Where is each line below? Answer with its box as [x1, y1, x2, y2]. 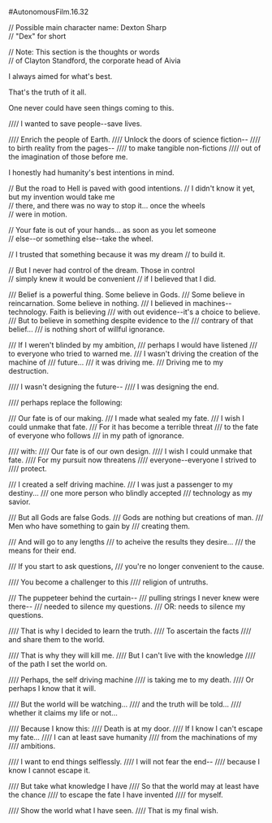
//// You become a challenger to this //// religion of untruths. [8, 577, 209, 587]
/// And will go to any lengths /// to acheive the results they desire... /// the [8, 537, 256, 546]
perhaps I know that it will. [8, 684, 97, 693]
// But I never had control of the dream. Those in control [8, 265, 195, 275]
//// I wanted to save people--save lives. [8, 119, 142, 129]
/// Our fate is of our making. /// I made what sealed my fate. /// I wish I [8, 414, 245, 422]
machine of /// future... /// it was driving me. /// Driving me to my [8, 357, 223, 367]
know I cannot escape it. [8, 765, 91, 775]
